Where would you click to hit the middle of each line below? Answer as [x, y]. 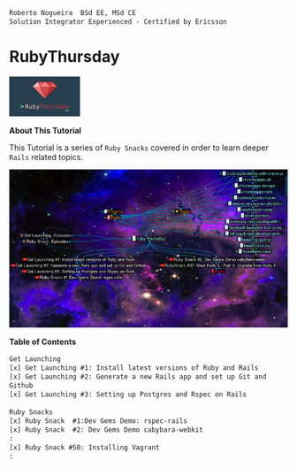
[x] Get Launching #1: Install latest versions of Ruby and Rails [134, 368]
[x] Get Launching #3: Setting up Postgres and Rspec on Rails [128, 395]
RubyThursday [65, 57]
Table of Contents [43, 342]
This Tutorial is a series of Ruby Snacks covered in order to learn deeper [139, 147]
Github [21, 386]
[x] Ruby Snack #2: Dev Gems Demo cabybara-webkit [106, 430]
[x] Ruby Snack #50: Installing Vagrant [85, 448]
